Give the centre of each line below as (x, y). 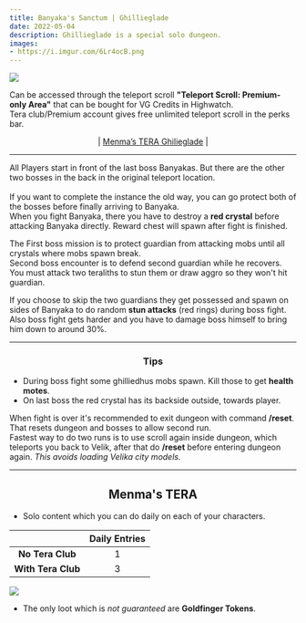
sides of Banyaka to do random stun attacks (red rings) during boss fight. (148, 310)
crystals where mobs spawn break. (75, 254)
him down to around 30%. (58, 329)
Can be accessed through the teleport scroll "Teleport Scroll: (125, 95)
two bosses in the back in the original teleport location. (112, 178)
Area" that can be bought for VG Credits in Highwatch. (131, 105)
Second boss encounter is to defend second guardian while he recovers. (146, 263)
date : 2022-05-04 (42, 26)
